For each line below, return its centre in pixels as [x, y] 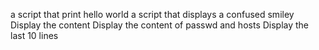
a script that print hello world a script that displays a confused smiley [152, 14]
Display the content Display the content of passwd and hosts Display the [160, 25]
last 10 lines [34, 35]
